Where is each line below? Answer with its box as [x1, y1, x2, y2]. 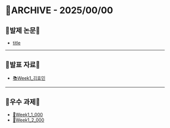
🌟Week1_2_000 [12, 117, 45, 123]
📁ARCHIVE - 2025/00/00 [5, 5, 113, 16]
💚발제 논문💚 [5, 26, 40, 35]
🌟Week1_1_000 [12, 111, 43, 117]
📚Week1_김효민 [12, 75, 46, 81]
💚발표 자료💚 [5, 60, 40, 69]
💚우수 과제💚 [5, 98, 40, 106]
